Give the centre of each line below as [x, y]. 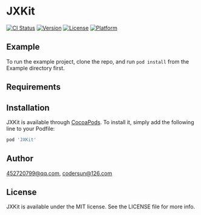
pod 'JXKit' [21, 140]
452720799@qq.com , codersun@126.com [59, 173]
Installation [28, 107]
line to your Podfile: [31, 128]
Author [20, 159]
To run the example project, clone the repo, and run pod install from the [98, 61]
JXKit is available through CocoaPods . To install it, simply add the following [100, 122]
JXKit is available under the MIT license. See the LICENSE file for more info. [101, 207]
